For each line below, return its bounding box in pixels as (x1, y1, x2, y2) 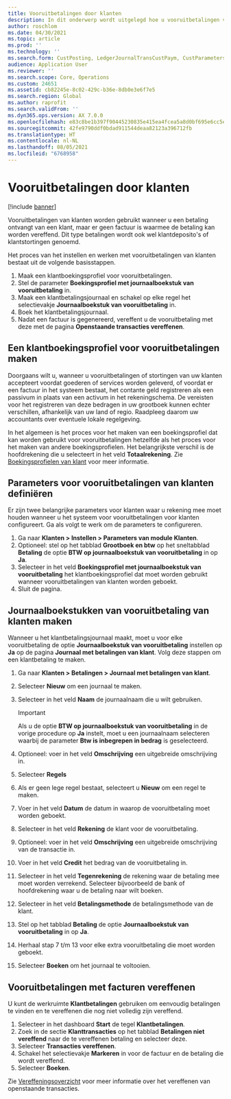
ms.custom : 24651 (8, 80, 58, 87)
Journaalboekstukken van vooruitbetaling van (8, 605, 210, 616)
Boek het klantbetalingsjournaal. (17, 308, 109, 316)
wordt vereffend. (17, 1056, 66, 1065)
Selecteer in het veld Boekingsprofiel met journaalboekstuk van (17, 563, 202, 571)
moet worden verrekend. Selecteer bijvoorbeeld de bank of (17, 879, 185, 888)
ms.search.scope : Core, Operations (8, 73, 110, 81)
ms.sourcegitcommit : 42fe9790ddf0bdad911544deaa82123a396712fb (8, 125, 193, 132)
